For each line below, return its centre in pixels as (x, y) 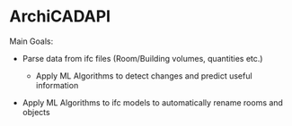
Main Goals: (31, 41)
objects (36, 112)
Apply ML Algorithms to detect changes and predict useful (144, 76)
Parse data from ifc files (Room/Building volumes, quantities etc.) (142, 58)
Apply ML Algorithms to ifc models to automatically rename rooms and (152, 102)
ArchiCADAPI (60, 17)
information (57, 85)
